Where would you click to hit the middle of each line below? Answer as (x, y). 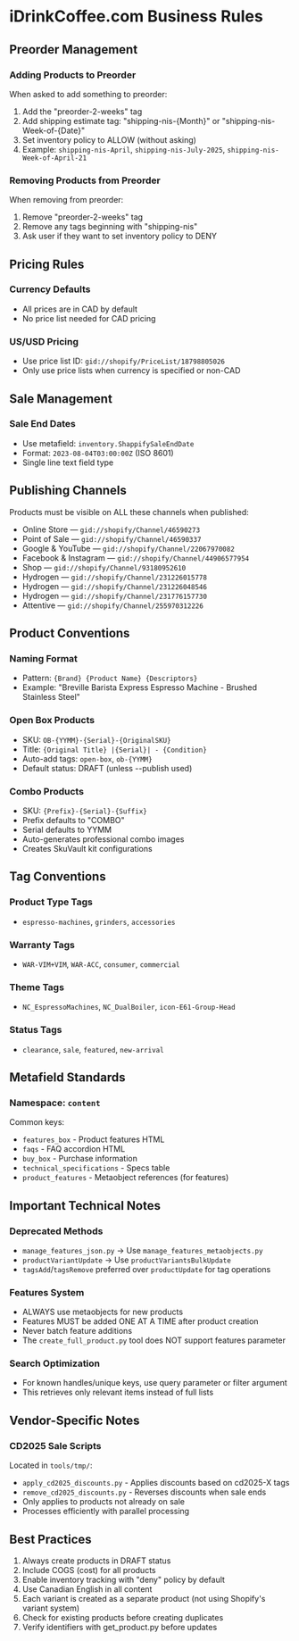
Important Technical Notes (85, 1206)
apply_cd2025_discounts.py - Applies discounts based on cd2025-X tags (156, 1483)
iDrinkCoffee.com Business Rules (136, 17)
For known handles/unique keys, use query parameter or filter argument (154, 1383)
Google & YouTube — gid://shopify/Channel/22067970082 (128, 548)
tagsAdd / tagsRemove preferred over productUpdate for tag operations (146, 1269)
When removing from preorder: (66, 200)
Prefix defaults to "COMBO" (73, 820)
